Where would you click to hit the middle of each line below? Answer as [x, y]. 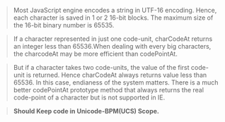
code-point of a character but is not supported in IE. [89, 97]
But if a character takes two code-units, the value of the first [101, 67]
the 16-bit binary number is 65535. [64, 25]
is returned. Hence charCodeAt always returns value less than [117, 75]
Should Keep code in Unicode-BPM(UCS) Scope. [86, 111]
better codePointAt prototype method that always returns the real [109, 90]
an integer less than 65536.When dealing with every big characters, [112, 46]
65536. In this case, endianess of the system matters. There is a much [116, 83]
